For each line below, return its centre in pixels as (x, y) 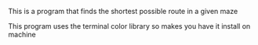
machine (22, 35)
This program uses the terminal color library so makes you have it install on (129, 26)
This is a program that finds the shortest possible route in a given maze (123, 11)
